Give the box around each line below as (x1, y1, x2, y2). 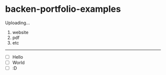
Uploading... (5, 20, 30, 26)
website (12, 29, 29, 35)
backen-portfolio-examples (5, 3, 121, 15)
